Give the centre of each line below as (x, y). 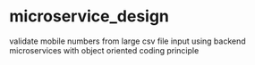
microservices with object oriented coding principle (104, 50)
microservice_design (89, 16)
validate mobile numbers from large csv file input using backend (127, 41)
